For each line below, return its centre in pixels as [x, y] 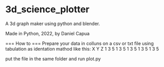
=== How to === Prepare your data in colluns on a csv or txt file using [80, 43]
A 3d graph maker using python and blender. [53, 24]
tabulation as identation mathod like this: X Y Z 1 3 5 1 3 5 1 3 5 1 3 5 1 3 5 [82, 49]
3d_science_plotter [48, 9]
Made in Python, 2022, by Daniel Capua [48, 33]
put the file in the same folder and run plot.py [53, 59]
